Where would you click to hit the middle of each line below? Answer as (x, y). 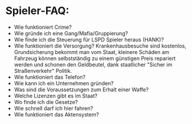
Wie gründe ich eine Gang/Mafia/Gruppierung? (71, 33)
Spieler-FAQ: (37, 11)
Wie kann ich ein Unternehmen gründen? (64, 83)
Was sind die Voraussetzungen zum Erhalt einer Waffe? (81, 89)
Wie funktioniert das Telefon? (50, 77)
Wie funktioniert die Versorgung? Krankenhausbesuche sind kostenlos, (100, 46)
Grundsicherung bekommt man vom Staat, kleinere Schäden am (92, 52)
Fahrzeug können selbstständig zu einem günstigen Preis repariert (95, 58)
